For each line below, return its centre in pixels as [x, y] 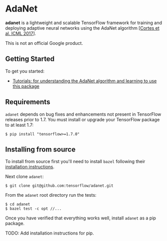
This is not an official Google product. [44, 43]
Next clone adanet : [24, 177]
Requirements [28, 102]
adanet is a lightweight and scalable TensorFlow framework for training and [84, 23]
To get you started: [25, 71]
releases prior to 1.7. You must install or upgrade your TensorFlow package [82, 119]
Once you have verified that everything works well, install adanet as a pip [81, 218]
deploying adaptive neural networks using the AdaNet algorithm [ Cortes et [82, 28]
